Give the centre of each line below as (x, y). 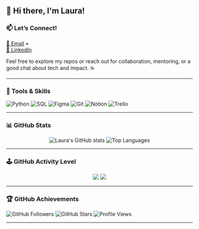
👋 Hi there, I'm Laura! (46, 11)
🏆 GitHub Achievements (42, 199)
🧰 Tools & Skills (28, 91)
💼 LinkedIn (19, 50)
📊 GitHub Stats (29, 125)
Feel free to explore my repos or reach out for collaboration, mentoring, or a (98, 61)
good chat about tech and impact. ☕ (50, 68)
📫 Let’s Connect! (32, 28)
